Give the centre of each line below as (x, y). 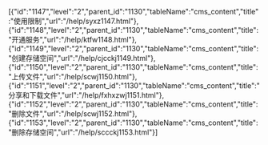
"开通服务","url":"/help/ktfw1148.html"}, (73, 40)
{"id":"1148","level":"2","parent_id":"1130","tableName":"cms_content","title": (133, 30)
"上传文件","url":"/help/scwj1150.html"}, (73, 77)
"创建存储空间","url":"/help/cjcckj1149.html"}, (82, 58)
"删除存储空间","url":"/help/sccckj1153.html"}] (83, 132)
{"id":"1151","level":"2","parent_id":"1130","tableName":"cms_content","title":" (134, 86)
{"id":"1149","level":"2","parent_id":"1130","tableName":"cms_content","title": (133, 48)
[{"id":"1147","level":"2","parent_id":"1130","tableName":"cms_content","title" (134, 12)
